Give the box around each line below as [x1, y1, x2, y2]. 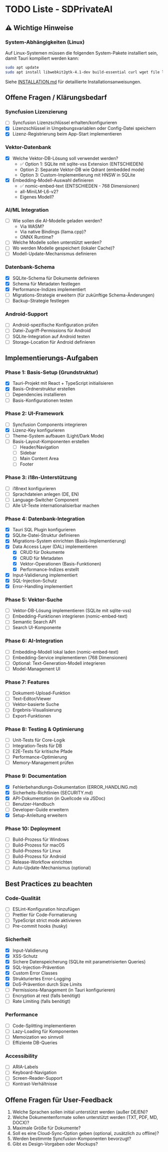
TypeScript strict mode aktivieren [12, 917, 81, 924]
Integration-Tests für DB [12, 743, 62, 749]
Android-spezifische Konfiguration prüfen [12, 322, 98, 328]
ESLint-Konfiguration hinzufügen [12, 906, 80, 912]
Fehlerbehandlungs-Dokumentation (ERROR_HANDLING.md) [12, 784, 137, 790]
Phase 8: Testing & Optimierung [5, 726, 84, 733]
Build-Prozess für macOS [12, 842, 65, 848]
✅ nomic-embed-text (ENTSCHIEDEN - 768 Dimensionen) [19, 183, 140, 189]
